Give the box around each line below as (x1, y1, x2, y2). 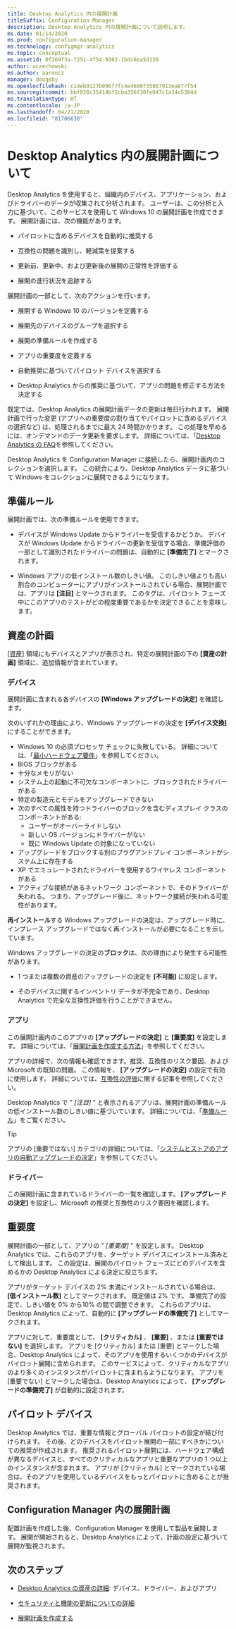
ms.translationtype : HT (7, 96, 77, 103)
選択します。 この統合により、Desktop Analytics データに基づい (44, 464, 230, 472)
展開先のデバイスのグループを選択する (17, 321, 129, 330)
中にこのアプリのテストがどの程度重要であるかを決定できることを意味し (17, 598, 228, 607)
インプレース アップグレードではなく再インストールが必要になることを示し (7, 924, 225, 934)
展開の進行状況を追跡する (17, 276, 92, 285)
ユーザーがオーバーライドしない (27, 822, 121, 830)
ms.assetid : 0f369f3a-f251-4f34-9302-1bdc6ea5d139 (7, 56, 159, 63)
